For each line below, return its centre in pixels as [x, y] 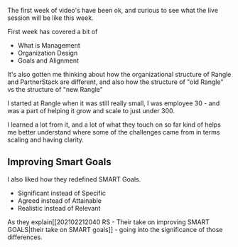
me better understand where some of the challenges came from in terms [114, 132]
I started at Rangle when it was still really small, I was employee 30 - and [114, 103]
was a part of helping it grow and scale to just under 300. [91, 111]
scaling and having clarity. [45, 140]
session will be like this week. [50, 18]
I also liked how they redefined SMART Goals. [74, 179]
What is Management [49, 45]
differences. [25, 237]
